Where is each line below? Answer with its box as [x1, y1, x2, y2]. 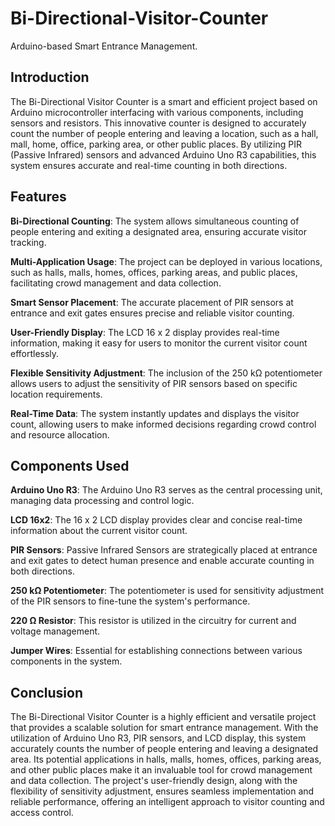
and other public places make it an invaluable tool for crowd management [10, 764, 313, 776]
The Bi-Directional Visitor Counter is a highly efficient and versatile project [10, 711, 317, 723]
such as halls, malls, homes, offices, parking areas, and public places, [10, 266, 298, 278]
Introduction [10, 69, 90, 86]
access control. [10, 807, 74, 819]
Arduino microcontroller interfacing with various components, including [10, 106, 304, 118]
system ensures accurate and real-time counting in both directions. [10, 159, 288, 171]
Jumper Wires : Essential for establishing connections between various [10, 645, 303, 657]
